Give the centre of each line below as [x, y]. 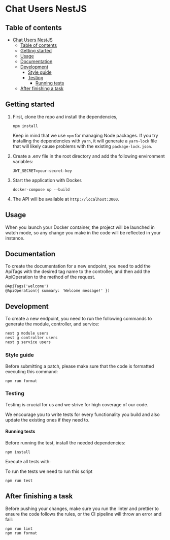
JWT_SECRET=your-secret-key [42, 171]
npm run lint [19, 529]
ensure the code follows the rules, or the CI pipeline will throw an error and [83, 514]
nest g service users [28, 342]
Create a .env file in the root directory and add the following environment [89, 156]
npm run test [19, 481]
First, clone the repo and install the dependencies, [65, 116]
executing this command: [32, 371]
